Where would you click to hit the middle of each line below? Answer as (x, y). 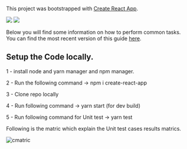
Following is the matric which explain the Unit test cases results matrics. (94, 128)
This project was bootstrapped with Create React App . (72, 9)
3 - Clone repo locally (32, 94)
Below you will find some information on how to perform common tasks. (93, 32)
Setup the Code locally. (50, 57)
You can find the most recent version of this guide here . (74, 38)
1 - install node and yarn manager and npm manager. (70, 71)
